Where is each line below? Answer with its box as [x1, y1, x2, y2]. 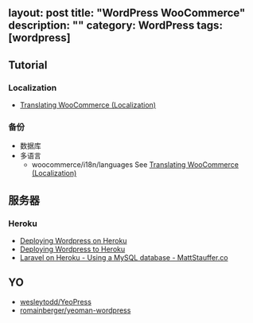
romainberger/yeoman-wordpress [19, 305, 131, 315]
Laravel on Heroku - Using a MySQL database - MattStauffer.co [19, 253, 228, 263]
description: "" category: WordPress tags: [8, 19, 223, 33]
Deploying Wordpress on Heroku [19, 236, 127, 246]
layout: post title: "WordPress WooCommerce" [8, 6, 246, 20]
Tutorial [8, 58, 48, 72]
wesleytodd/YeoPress [19, 297, 91, 306]
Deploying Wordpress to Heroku [19, 244, 126, 254]
